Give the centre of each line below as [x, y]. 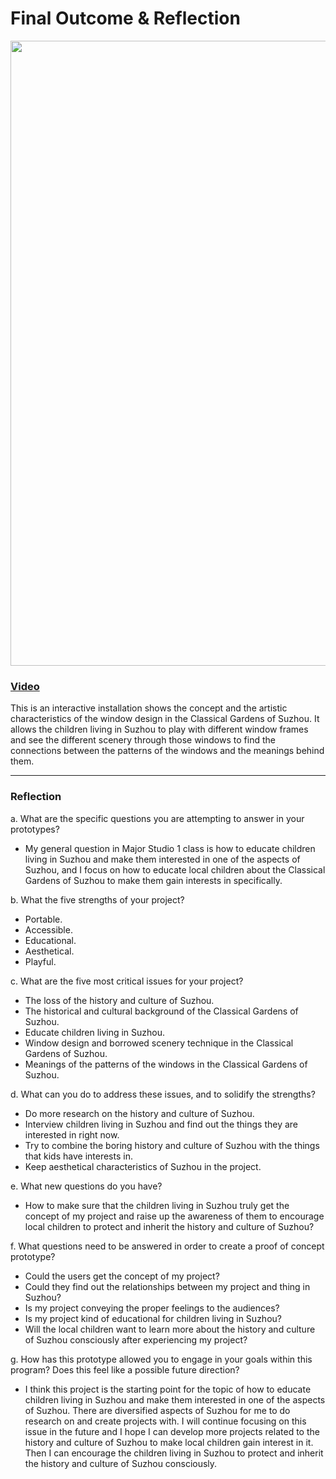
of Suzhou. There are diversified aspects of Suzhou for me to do [157, 1410]
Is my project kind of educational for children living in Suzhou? [153, 1318]
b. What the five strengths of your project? [97, 899]
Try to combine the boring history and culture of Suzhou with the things [172, 1145]
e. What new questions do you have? [86, 1186]
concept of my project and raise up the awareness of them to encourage [174, 1216]
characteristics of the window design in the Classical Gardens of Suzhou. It [165, 719]
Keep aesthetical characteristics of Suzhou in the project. [143, 1166]
